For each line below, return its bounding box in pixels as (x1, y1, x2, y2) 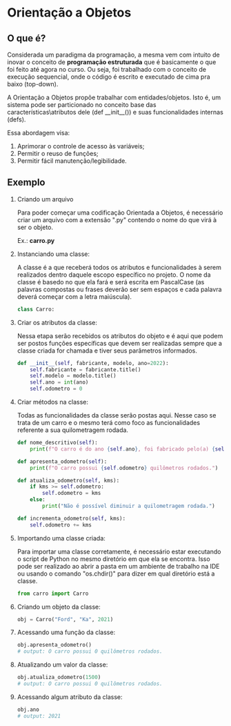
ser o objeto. (17, 223, 54, 231)
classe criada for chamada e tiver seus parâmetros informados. (17, 346, 198, 355)
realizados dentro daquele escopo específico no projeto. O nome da (17, 271, 212, 279)
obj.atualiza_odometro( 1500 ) (17, 674, 101, 681)
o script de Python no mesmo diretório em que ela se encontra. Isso (17, 554, 210, 563)
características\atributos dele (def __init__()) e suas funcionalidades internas (7, 108, 224, 116)
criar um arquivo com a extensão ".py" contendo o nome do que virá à (17, 215, 217, 224)
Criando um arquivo (17, 195, 74, 203)
